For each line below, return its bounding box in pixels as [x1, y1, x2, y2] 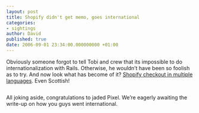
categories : [6, 20, 36, 26]
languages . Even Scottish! [6, 77, 70, 84]
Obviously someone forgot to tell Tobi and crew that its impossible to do [6, 58, 183, 65]
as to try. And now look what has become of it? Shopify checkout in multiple [6, 71, 193, 78]
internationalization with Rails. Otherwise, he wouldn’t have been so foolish [6, 64, 190, 71]
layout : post [6, 8, 39, 15]
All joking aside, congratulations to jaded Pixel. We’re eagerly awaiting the [6, 93, 188, 101]
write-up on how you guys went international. [6, 100, 118, 107]
